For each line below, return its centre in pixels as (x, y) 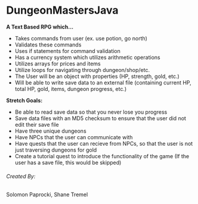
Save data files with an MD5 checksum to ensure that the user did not (100, 118)
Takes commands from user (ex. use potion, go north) (81, 38)
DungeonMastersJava (62, 10)
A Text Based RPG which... (40, 27)
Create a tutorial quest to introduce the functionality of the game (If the (102, 156)
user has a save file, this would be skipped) (68, 162)
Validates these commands (48, 45)
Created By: (21, 176)
